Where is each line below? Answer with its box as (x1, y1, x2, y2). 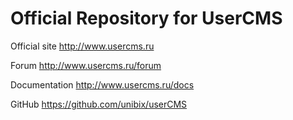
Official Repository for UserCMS (10, 7, 283, 30)
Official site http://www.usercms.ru (10, 40, 155, 52)
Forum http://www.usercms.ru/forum (10, 59, 162, 71)
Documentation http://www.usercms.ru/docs (10, 78, 195, 91)
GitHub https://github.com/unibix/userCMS (10, 98, 188, 110)
